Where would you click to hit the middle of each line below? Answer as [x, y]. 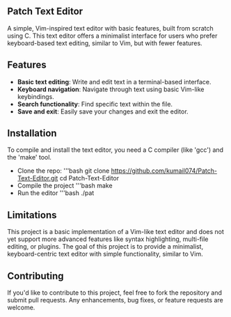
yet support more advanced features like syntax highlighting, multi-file [108, 239]
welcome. [21, 308]
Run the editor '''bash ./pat [56, 193]
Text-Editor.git [38, 178]
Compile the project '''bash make [65, 186]
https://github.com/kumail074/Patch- [164, 171]
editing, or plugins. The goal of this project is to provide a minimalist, [105, 247]
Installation [32, 133]
